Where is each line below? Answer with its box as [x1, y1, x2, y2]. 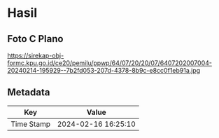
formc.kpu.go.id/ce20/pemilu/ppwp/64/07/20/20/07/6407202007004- [7, 59, 212, 67]
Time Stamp [10, 119, 51, 129]
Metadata [7, 86, 50, 99]
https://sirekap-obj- [7, 51, 64, 60]
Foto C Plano [7, 33, 64, 45]
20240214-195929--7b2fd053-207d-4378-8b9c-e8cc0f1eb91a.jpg [7, 67, 201, 74]
